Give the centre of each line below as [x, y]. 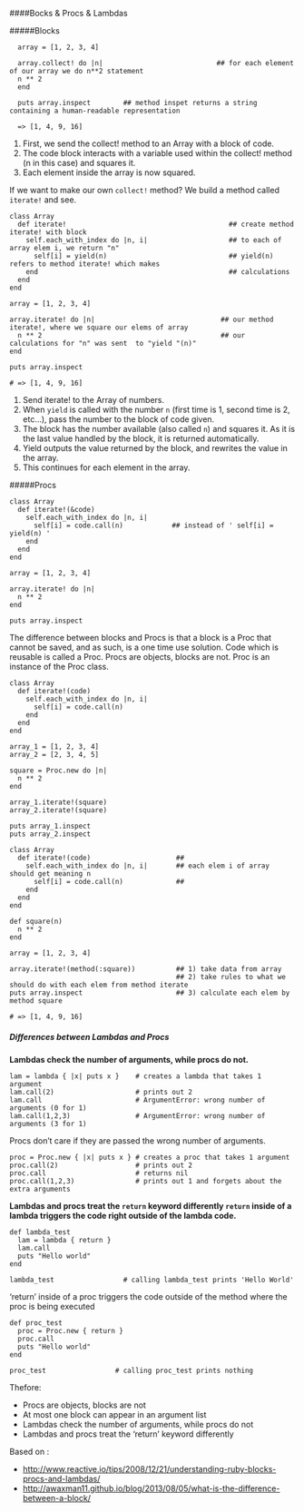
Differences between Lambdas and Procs [89, 1036]
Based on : [29, 1451]
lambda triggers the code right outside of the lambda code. [123, 1215]
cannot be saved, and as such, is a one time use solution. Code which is [144, 647]
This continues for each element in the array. [106, 467]
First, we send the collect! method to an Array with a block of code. [148, 143]
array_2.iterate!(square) [58, 810]
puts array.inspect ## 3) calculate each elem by [150, 993]
